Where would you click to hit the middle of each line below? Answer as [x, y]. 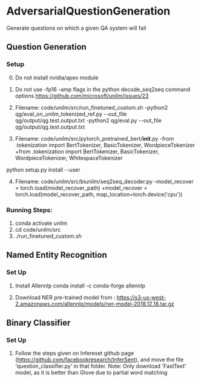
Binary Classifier [38, 323]
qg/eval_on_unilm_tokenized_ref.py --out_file [71, 114]
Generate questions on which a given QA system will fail [76, 28]
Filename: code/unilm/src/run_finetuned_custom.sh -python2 [91, 107]
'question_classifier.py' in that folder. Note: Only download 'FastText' [100, 366]
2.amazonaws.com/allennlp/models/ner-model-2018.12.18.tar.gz [94, 304]
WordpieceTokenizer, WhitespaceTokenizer [69, 158]
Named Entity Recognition [57, 255]
